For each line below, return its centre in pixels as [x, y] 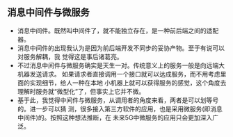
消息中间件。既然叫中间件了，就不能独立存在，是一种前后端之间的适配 [118, 31]
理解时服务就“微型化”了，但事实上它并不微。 [81, 91]
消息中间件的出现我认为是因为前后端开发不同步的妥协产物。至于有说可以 [121, 48]
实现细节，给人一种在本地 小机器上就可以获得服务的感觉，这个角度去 [128, 83]
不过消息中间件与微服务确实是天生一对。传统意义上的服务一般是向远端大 [121, 65]
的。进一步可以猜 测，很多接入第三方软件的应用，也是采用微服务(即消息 [120, 108]
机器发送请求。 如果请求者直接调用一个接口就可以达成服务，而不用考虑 [119, 74]
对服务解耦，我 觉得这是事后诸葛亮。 [70, 56]
